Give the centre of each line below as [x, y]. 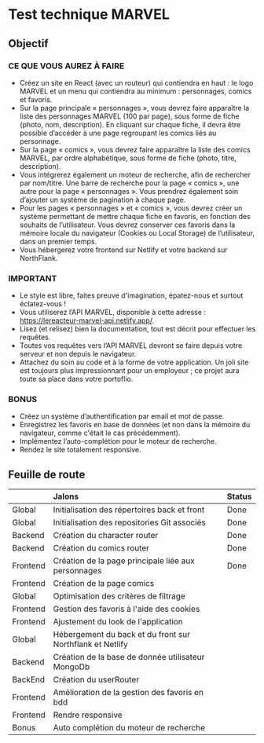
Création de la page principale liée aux [124, 561]
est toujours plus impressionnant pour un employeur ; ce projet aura [129, 371]
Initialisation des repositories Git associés [129, 522]
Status [239, 496]
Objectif [28, 44]
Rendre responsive [88, 715]
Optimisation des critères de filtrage [119, 596]
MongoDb [71, 667]
